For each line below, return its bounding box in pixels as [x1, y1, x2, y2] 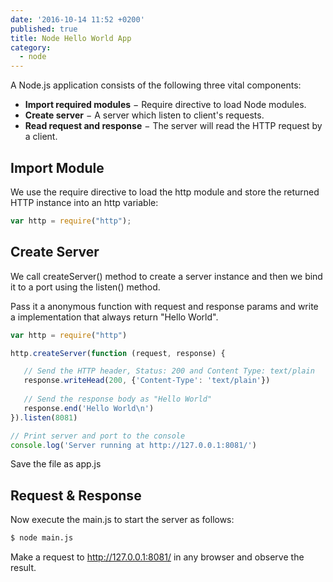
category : [10, 42, 52, 53]
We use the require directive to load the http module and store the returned [10, 186, 320, 198]
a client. [24, 131, 58, 143]
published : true [10, 24, 78, 34]
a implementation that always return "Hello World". [10, 311, 219, 323]
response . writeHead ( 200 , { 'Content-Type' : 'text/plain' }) [23, 376, 271, 386]
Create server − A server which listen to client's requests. [24, 109, 265, 121]
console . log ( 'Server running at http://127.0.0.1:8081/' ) [10, 440, 257, 450]
